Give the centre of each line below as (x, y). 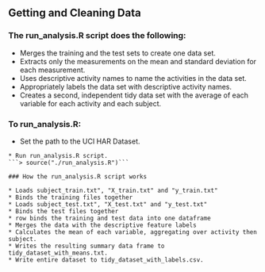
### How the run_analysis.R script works (78, 176)
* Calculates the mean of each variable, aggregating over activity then (133, 232)
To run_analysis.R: (45, 124)
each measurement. (52, 70)
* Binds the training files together (71, 197)
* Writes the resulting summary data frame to (86, 246)
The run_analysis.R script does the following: (97, 36)
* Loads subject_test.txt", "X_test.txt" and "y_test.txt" (108, 204)
